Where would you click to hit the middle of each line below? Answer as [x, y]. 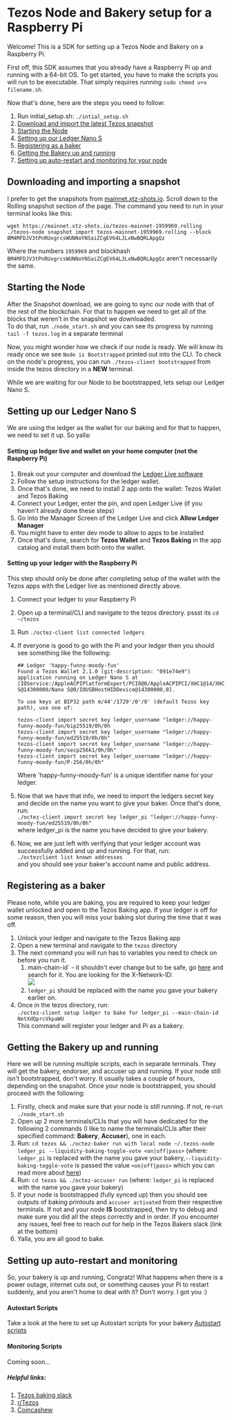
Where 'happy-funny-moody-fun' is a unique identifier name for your [115, 775]
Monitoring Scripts [35, 1347]
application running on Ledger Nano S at [77, 678]
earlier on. [42, 998]
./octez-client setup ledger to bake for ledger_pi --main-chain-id [118, 1013]
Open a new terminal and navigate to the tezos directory [97, 945]
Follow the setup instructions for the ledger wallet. [88, 481]
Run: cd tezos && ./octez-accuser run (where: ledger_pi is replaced [115, 1180]
